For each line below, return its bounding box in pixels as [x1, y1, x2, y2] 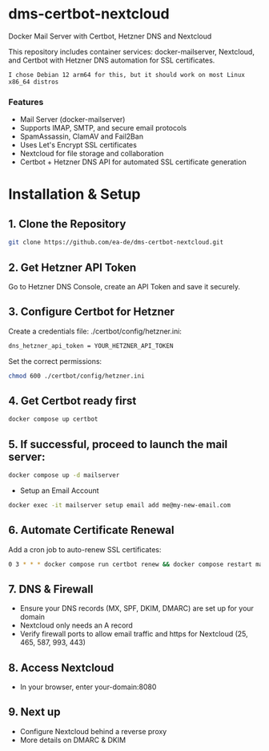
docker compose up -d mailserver [8, 470, 120, 479]
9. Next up [8, 705, 61, 719]
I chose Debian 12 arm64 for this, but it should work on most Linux [8, 71, 246, 79]
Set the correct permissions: [8, 356, 102, 365]
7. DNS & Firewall [8, 582, 94, 596]
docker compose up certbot [8, 415, 98, 423]
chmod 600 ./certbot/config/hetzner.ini [8, 372, 146, 380]
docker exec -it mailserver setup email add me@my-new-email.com [8, 501, 231, 509]
